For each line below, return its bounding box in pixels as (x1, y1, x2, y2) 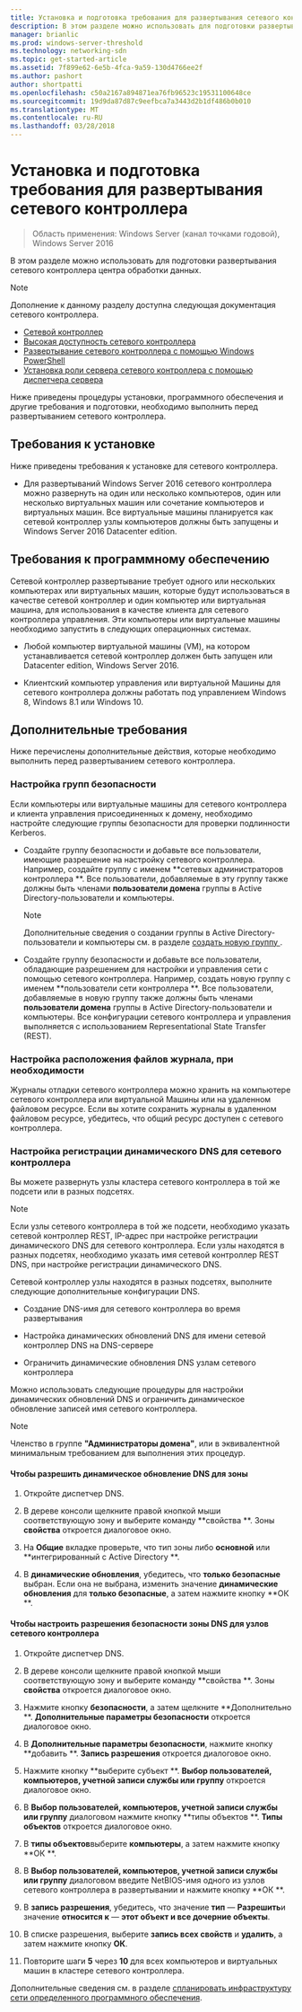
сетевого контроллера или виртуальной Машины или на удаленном (10, 1093, 272, 1105)
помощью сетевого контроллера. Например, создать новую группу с (22, 973, 291, 984)
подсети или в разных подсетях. (10, 1187, 135, 1197)
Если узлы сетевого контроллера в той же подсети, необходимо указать (10, 1221, 290, 1231)
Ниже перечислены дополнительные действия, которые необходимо (10, 746, 277, 757)
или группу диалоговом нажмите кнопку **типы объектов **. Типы (22, 1811, 283, 1822)
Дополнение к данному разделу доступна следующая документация (10, 299, 276, 310)
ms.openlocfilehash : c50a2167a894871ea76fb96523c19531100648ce (10, 88, 252, 97)
